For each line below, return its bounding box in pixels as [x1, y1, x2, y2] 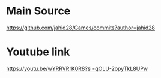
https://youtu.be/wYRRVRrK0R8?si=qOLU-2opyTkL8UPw [6, 65, 148, 72]
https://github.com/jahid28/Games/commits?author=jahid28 [6, 24, 155, 31]
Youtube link [6, 45, 70, 59]
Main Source [6, 4, 71, 18]
